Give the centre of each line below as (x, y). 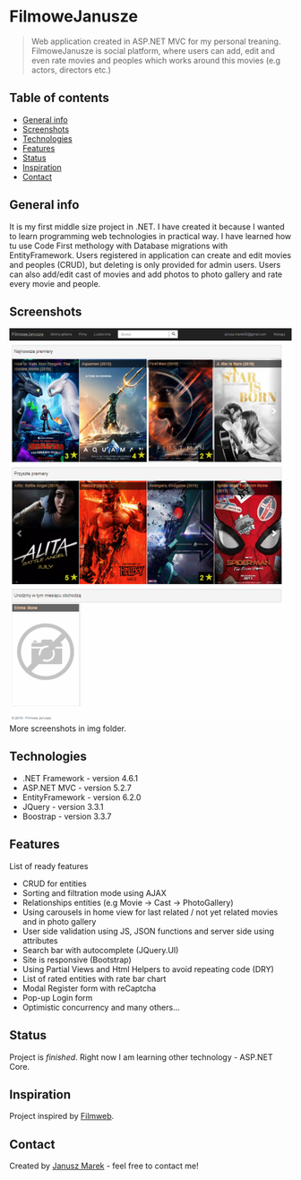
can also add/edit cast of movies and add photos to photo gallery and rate (146, 274)
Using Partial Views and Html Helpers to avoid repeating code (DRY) (148, 969)
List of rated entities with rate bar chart (94, 978)
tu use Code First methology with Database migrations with (119, 245)
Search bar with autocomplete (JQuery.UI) (100, 950)
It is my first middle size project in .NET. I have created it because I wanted (147, 227)
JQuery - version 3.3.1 (63, 806)
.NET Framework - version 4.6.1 (80, 778)
